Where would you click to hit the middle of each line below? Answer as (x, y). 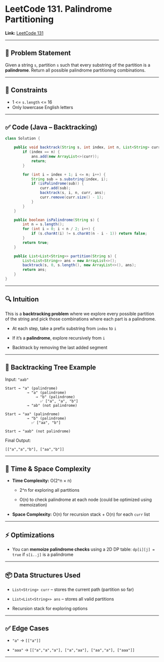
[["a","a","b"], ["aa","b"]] (35, 449)
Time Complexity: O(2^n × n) (42, 481)
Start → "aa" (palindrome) (32, 414)
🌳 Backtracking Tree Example (51, 367)
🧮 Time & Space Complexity (48, 469)
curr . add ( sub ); (55, 188)
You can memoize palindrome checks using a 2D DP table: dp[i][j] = (83, 549)
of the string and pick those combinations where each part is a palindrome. (81, 319)
